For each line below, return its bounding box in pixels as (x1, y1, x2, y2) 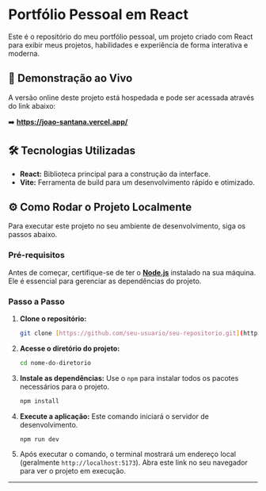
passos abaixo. (8, 230, 58, 240)
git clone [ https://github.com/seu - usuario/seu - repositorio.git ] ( (19, 329, 244, 337)
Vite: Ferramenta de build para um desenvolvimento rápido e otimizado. (19, 177, 255, 187)
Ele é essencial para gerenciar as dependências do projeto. (8, 276, 202, 286)
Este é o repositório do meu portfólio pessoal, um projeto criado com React (8, 32, 253, 41)
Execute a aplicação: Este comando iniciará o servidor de (19, 411, 210, 421)
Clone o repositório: (19, 313, 87, 323)
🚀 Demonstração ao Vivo (8, 71, 133, 85)
